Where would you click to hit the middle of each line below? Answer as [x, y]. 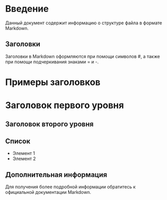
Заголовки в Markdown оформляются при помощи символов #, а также [83, 56]
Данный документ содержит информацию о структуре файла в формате [84, 23]
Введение [27, 9]
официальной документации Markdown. [48, 192]
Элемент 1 [24, 153]
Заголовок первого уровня [65, 106]
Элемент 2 [24, 159]
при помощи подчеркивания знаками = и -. [52, 62]
